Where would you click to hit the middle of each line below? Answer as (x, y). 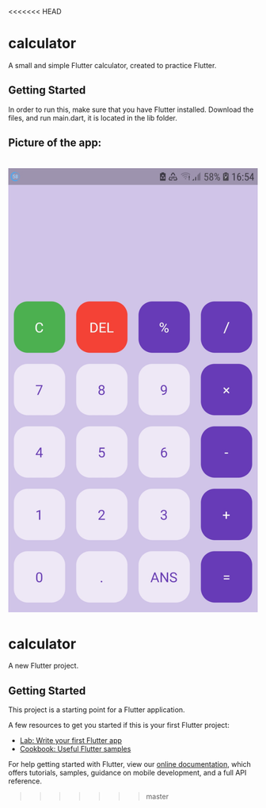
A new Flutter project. (44, 666)
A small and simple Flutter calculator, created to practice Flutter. (112, 65)
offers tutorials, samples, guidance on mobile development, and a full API (127, 773)
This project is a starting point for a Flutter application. (97, 710)
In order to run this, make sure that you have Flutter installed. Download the (131, 109)
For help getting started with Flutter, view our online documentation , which (130, 764)
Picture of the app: (55, 143)
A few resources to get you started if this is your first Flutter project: (119, 726)
